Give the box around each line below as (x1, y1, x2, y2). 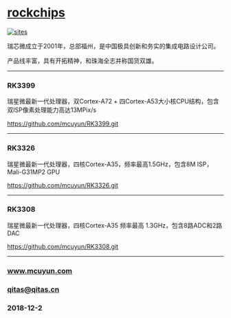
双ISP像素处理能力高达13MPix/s (7, 106, 97, 115)
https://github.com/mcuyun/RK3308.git (7, 242, 119, 250)
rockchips (7, 5, 65, 21)
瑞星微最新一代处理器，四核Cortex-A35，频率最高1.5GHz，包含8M (7, 160, 196, 168)
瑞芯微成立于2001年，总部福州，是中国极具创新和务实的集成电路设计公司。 (7, 41, 220, 50)
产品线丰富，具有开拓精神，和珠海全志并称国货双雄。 (7, 57, 158, 65)
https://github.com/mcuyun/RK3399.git (7, 119, 119, 128)
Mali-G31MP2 (7, 168, 46, 176)
